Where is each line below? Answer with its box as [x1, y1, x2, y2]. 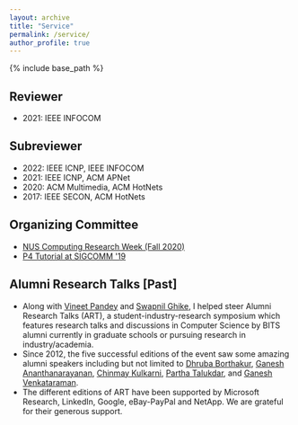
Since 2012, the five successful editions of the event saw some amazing [22, 348, 290, 359]
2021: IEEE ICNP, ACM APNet [22, 172, 131, 182]
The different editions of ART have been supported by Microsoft [22, 386, 260, 397]
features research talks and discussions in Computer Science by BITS [22, 320, 281, 331]
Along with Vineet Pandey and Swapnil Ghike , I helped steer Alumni [22, 300, 272, 311]
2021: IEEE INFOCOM [22, 113, 101, 124]
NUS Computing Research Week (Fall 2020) [22, 241, 186, 252]
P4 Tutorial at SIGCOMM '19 [22, 251, 127, 261]
